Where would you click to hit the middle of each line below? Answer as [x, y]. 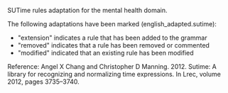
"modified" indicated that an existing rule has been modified [105, 53]
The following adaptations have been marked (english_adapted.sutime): [112, 24]
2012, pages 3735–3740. [43, 82]
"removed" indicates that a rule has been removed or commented [113, 45]
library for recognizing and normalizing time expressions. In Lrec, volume [114, 74]
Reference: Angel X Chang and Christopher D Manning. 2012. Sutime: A [112, 66]
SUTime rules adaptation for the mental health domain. [88, 10]
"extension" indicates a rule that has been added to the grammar [112, 38]
